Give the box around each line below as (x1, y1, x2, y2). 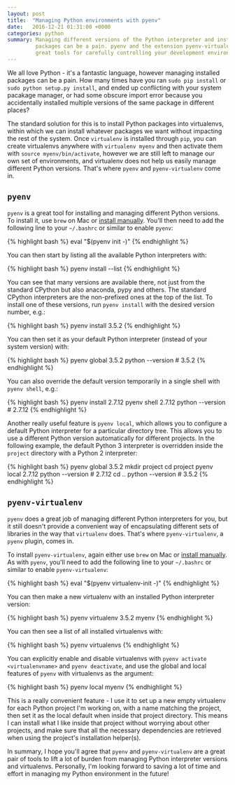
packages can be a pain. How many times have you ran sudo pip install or (7, 76, 227, 84)
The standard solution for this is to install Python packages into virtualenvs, (7, 119, 224, 128)
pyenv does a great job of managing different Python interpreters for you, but (7, 514, 228, 523)
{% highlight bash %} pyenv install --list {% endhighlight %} (7, 264, 180, 273)
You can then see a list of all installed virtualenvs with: (7, 627, 163, 635)
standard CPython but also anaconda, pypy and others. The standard (7, 285, 206, 294)
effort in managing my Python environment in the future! (7, 769, 169, 778)
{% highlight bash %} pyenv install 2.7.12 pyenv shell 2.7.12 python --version (7, 397, 226, 407)
